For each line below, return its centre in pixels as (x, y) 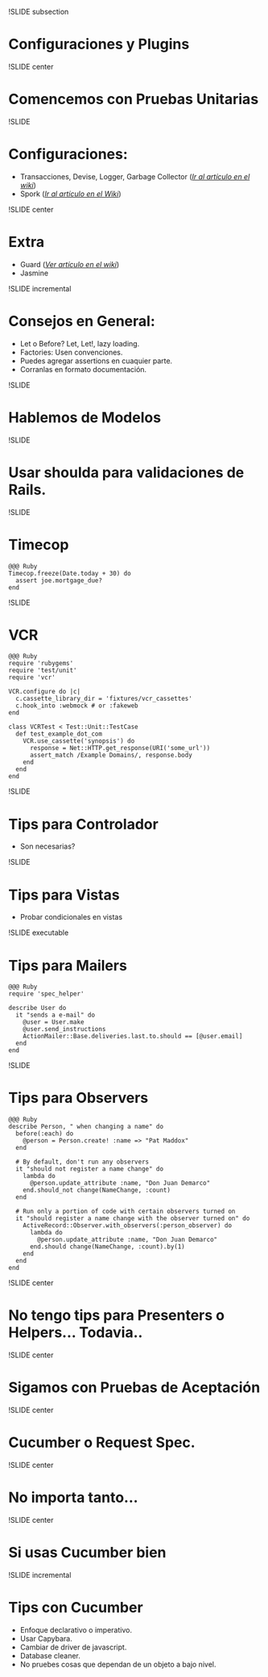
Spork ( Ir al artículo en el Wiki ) (71, 194)
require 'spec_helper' (46, 994)
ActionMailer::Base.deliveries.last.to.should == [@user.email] (133, 1037)
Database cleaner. (50, 1655)
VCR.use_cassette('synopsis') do (79, 741)
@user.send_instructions (64, 1029)
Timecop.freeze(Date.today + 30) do (70, 573)
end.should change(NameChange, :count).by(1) (107, 1247)
